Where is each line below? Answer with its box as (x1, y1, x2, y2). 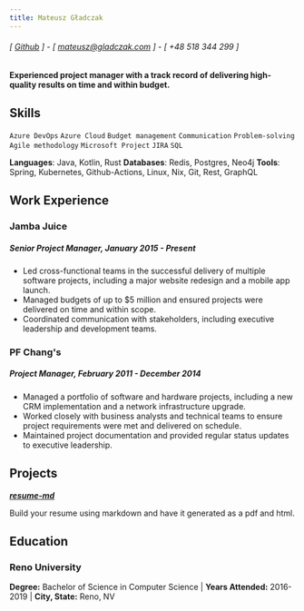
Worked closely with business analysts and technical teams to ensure (22, 410, 283, 421)
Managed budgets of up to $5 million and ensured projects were (22, 294, 263, 305)
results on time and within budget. (37, 79, 171, 90)
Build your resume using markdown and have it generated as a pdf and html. (9, 508, 295, 518)
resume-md (9, 489, 55, 500)
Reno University (9, 560, 82, 573)
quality (9, 79, 37, 90)
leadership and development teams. (22, 323, 157, 334)
